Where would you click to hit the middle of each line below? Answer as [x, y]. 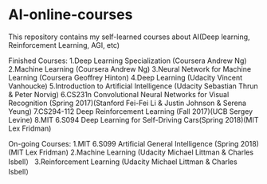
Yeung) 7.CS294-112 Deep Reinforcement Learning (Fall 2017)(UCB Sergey [131, 111]
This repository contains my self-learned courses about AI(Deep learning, [129, 37]
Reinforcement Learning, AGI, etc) [64, 45]
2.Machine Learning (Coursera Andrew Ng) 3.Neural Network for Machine [130, 69]
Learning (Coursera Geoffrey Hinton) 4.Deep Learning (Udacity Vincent [126, 77]
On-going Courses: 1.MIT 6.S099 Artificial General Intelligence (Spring [124, 143]
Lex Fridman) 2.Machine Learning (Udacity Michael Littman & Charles [139, 152]
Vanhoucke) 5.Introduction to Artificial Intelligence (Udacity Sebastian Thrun [133, 86]
